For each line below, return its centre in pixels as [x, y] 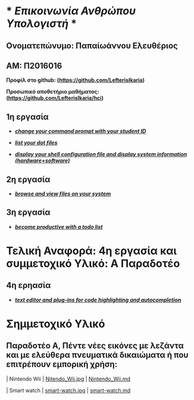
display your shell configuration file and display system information [101, 154]
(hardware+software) [42, 161]
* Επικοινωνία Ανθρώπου [71, 11]
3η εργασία [28, 213]
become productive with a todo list [59, 227]
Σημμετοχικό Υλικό [56, 324]
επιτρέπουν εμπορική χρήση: [62, 365]
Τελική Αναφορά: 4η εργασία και [92, 251]
